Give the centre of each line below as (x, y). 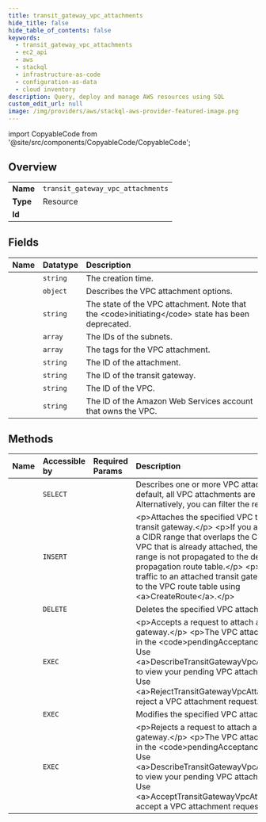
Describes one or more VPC (188, 484)
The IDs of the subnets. (129, 336)
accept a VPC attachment (183, 807)
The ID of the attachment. (133, 362)
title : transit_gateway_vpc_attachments (76, 15)
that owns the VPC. (122, 411)
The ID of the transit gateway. (141, 375)
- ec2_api (31, 52)
